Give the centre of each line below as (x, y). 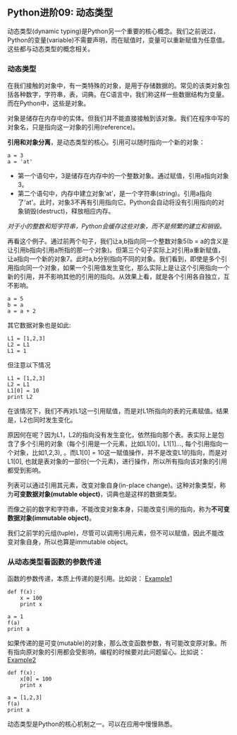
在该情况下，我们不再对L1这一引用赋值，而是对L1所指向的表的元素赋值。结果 (118, 411)
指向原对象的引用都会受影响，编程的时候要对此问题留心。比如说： (109, 652)
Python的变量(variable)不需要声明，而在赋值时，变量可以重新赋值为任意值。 (118, 40)
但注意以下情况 (29, 365)
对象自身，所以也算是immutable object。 (72, 542)
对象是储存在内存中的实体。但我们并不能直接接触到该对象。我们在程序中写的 (119, 118)
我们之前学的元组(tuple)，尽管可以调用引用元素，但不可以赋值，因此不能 (113, 533)
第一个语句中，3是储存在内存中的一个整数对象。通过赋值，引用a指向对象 (123, 176)
